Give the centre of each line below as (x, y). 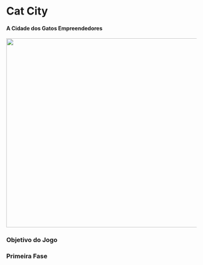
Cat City (27, 11)
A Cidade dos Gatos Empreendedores (54, 28)
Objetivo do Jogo (32, 240)
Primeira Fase (27, 257)
